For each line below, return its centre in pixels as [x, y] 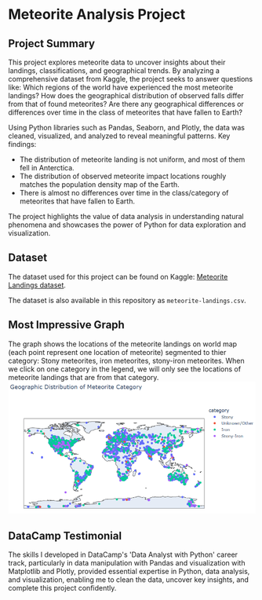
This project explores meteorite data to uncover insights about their [117, 62]
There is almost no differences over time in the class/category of [124, 193]
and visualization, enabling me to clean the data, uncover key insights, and [129, 580]
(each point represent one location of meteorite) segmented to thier [117, 352]
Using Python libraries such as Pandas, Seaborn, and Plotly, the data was [127, 128]
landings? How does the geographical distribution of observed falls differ [126, 95]
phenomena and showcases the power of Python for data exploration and [127, 225]
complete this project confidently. [62, 587]
